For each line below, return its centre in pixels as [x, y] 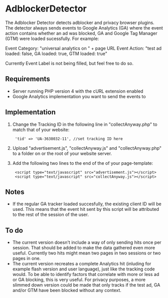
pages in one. [27, 258]
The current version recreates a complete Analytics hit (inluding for [82, 264]
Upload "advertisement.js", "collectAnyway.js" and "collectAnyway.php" [87, 148]
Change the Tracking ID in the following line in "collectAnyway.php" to [85, 124]
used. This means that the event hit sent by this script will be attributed [86, 209]
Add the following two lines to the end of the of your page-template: [83, 163]
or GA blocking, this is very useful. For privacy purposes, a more [79, 280]
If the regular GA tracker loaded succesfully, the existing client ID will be [87, 204]
